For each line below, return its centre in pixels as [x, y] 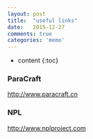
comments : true [30, 34]
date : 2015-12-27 [36, 27]
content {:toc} [38, 60]
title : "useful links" [43, 21]
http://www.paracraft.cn [43, 94]
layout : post [27, 14]
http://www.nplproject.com [47, 128]
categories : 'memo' [36, 40]
